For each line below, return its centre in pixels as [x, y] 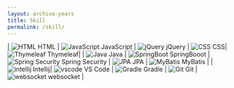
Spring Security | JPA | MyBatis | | [137, 62]
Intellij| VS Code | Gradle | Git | [115, 69]
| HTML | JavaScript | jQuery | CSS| [117, 47]
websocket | [66, 77]
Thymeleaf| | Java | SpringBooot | [129, 54]
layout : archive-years [41, 14]
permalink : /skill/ [36, 27]
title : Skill [27, 20]
